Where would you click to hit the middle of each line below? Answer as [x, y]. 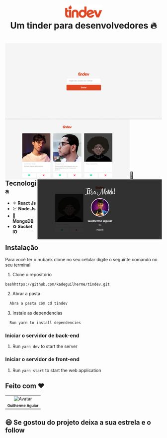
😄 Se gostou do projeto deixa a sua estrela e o [78, 422]
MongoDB [23, 221]
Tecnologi [21, 184]
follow [15, 430]
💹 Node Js [24, 209]
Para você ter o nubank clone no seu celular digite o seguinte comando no [81, 260]
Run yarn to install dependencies [45, 323]
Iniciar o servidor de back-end [42, 335]
